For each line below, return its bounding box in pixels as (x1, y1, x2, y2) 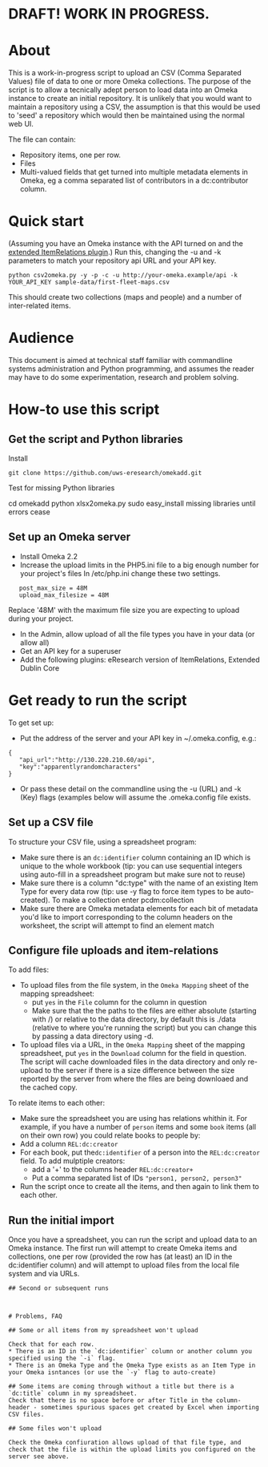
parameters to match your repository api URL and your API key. (8, 256, 217, 265)
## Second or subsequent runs (8, 1284, 110, 1292)
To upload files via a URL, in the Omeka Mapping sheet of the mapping (19, 1040, 246, 1050)
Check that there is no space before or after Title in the (8, 1396, 214, 1405)
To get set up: (8, 718, 54, 727)
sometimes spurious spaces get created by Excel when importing (40, 1404, 260, 1412)
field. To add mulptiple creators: (19, 1156, 126, 1166)
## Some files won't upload (8, 1425, 102, 1433)
